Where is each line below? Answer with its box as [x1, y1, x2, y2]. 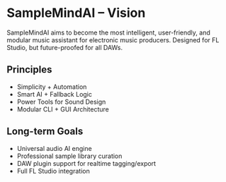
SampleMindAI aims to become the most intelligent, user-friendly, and [6, 28, 210, 37]
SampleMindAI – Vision [6, 5, 146, 21]
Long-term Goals [6, 126, 84, 138]
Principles [6, 63, 52, 75]
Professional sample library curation [16, 152, 123, 160]
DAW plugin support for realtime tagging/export [16, 159, 157, 167]
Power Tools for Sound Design [16, 97, 106, 106]
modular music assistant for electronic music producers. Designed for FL [6, 35, 220, 44]
